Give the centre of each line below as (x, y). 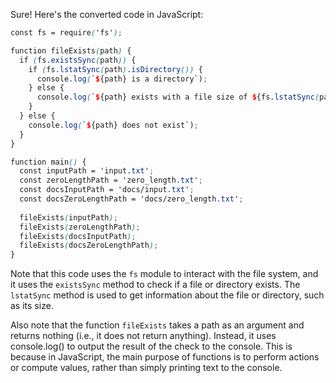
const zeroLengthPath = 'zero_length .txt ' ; (111, 180)
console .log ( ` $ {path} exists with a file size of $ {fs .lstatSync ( (178, 97)
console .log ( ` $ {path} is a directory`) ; (122, 79)
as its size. (32, 306)
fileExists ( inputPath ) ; (68, 217)
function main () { (48, 162)
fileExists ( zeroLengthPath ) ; (80, 227)
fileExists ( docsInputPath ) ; (78, 236)
